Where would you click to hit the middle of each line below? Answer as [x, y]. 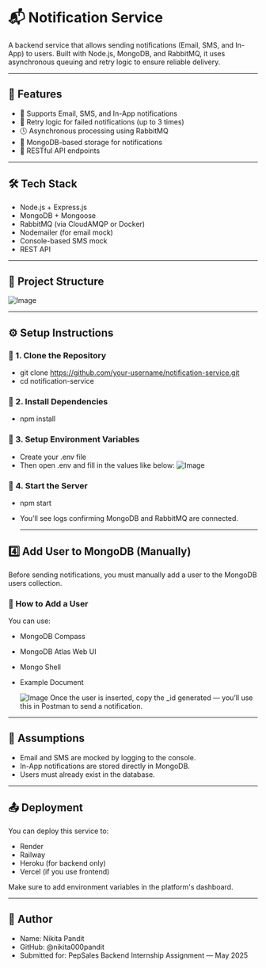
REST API [35, 249]
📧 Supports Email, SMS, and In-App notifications [99, 113]
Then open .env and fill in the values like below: [97, 465]
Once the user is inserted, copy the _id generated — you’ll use [152, 698]
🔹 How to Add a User [48, 603]
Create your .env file [53, 457]
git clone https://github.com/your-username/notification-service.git [129, 373]
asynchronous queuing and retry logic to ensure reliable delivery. [114, 62]
